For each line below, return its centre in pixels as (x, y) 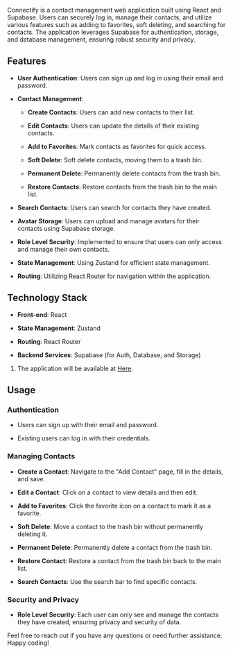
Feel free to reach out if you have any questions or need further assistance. (115, 635)
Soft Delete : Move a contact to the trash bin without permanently (110, 526)
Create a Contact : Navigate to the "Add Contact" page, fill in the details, (120, 472)
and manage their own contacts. (63, 249)
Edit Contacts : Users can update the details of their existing (113, 126)
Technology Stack (47, 298)
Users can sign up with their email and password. (88, 425)
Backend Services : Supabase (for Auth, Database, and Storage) (109, 355)
